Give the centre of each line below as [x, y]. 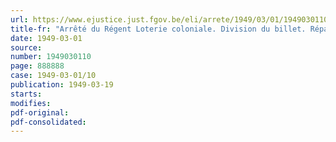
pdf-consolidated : [48, 122]
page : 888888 [37, 66]
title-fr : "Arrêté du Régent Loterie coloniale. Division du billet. [158, 29]
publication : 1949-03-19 [62, 85]
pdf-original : [40, 112]
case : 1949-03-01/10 [53, 76]
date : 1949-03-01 [46, 38]
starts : [26, 94]
